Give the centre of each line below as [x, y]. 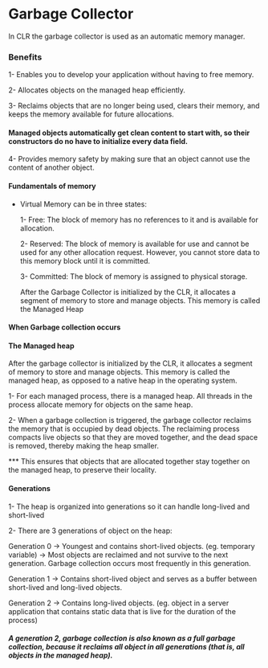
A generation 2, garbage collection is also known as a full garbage [122, 638]
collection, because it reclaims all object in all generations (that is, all [126, 647]
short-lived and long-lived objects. [65, 587]
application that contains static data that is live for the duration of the [122, 611]
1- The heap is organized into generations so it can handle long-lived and [129, 506]
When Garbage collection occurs [65, 327]
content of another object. [51, 168]
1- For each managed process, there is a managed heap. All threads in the [130, 396]
